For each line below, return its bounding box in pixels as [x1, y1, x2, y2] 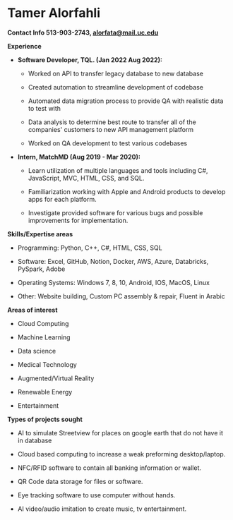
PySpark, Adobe [17, 265, 66, 273]
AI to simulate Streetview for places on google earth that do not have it [17, 428, 224, 437]
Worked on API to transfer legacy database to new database [28, 69, 203, 78]
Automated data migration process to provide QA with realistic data [28, 97, 224, 105]
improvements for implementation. [28, 216, 129, 224]
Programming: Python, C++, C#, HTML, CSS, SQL [17, 243, 162, 252]
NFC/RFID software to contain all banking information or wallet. [17, 464, 202, 472]
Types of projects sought [7, 415, 83, 423]
